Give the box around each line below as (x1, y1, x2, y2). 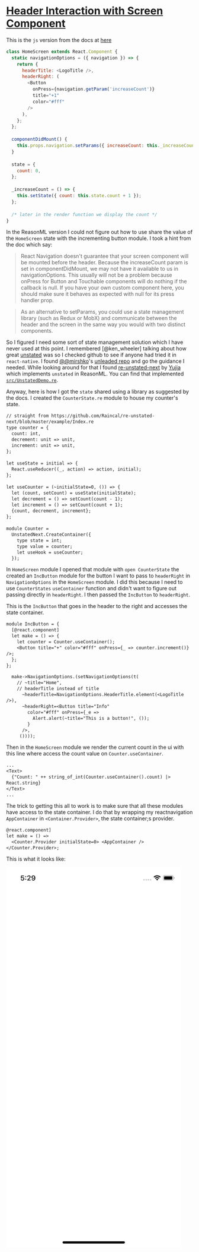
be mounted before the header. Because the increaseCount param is (20, 259, 188, 266)
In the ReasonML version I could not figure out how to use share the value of (6, 229, 193, 236)
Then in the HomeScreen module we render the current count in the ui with (6, 744, 184, 751)
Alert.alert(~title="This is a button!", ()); (32, 716, 150, 722)
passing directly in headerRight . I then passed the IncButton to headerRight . (6, 591, 191, 598)
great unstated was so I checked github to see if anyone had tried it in (6, 352, 176, 359)
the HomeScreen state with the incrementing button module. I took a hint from (6, 235, 191, 242)
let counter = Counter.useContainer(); (17, 639, 115, 645)
